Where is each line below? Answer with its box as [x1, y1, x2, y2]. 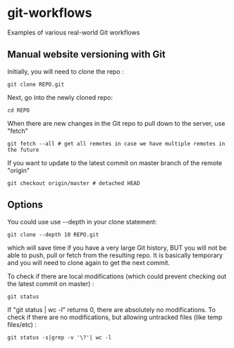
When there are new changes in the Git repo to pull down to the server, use [7, 119, 226, 127]
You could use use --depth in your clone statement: [7, 217, 157, 226]
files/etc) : [7, 320, 37, 328]
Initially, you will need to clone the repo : [7, 67, 125, 75]
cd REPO [7, 107, 30, 114]
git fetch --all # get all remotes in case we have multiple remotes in [7, 140, 226, 147]
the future [7, 146, 39, 153]
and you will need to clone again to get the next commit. [7, 258, 171, 266]
